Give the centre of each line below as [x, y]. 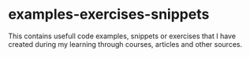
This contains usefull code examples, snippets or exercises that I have [122, 36]
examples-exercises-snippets [109, 14]
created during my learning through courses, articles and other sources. [125, 44]
